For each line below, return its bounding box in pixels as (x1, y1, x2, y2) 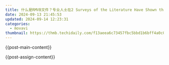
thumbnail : (5, 30, 28, 35)
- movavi (10, 26, 28, 31)
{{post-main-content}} (5, 44, 52, 50)
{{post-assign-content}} (5, 54, 55, 60)
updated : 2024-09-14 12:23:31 (5, 16, 69, 21)
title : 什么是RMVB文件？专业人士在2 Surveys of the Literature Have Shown (5, 7, 157, 12)
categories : (5, 21, 30, 26)
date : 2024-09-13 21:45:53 (5, 12, 62, 17)
